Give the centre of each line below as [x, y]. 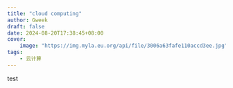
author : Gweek [28, 20]
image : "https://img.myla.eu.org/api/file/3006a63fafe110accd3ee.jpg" [124, 46]
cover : [17, 39]
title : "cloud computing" [44, 14]
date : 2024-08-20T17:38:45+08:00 [55, 33]
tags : [15, 53]
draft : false [26, 26]
